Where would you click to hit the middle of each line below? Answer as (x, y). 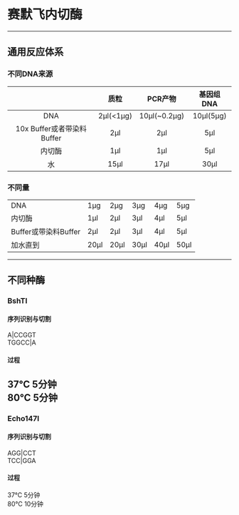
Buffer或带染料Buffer (46, 231)
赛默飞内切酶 (45, 15)
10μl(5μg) (209, 116)
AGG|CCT (22, 453)
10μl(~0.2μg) (162, 116)
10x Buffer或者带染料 (51, 128)
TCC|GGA (22, 460)
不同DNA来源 (30, 74)
